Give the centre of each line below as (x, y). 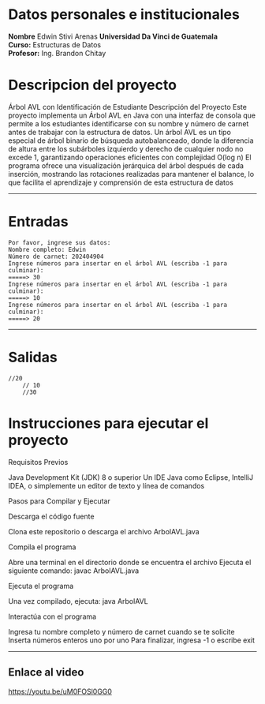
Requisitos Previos (38, 462)
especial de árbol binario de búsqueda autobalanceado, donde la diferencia (131, 140)
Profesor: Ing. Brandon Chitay (57, 53)
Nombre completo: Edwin (47, 249)
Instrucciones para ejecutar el (108, 423)
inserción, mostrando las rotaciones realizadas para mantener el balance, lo (131, 174)
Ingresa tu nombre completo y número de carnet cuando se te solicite (121, 631)
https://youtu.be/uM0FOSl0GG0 (60, 691)
